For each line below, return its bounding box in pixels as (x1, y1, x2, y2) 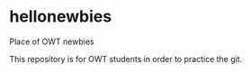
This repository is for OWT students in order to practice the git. (9, 53, 243, 64)
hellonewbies (9, 6, 112, 27)
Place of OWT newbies (9, 36, 94, 47)
